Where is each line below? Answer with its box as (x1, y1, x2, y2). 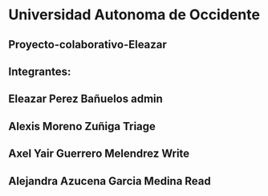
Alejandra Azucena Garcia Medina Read (8, 174, 211, 188)
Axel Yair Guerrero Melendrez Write (8, 147, 190, 161)
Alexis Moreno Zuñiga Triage (8, 119, 156, 133)
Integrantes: (8, 64, 71, 78)
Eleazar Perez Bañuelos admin (8, 92, 163, 106)
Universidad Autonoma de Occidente (8, 6, 261, 24)
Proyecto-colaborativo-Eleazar (8, 38, 167, 51)
